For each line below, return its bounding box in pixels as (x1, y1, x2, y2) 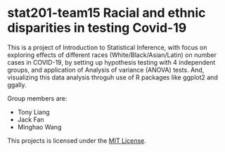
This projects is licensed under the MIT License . (7, 136, 146, 145)
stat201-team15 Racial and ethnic (7, 5, 206, 21)
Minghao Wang (17, 122, 62, 131)
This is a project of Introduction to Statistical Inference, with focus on (7, 43, 207, 51)
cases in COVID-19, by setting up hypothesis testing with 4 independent (7, 58, 216, 66)
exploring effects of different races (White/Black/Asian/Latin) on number (7, 51, 217, 59)
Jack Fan (17, 115, 44, 124)
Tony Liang (17, 108, 51, 116)
